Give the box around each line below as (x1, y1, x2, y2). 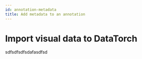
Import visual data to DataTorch (5, 33, 138, 44)
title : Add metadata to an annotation (5, 12, 85, 17)
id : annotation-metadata (5, 7, 57, 12)
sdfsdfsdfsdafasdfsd (5, 49, 48, 55)
